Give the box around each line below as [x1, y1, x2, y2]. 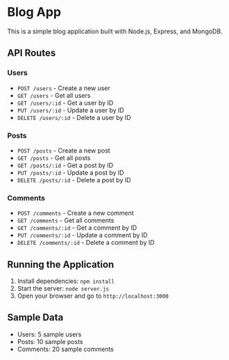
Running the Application [7, 258, 114, 271]
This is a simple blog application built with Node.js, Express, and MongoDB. [7, 27, 223, 35]
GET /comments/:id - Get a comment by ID [17, 223, 137, 232]
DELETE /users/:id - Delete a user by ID [17, 113, 131, 121]
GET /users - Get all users [17, 91, 91, 99]
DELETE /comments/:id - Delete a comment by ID [17, 239, 155, 247]
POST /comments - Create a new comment [17, 209, 134, 217]
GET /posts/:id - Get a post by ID [17, 161, 114, 169]
